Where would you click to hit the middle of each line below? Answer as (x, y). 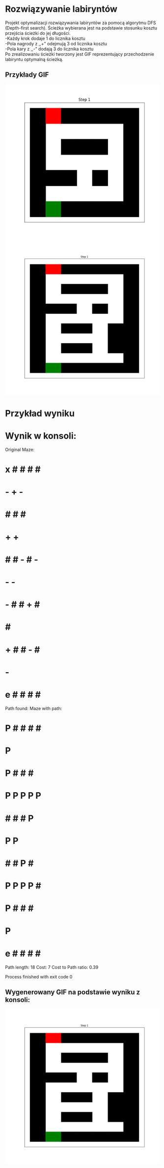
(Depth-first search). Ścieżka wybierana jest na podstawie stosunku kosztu (81, 28)
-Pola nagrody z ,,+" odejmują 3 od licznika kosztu (56, 43)
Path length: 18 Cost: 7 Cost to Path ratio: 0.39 (52, 967)
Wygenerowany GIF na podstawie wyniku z (73, 992)
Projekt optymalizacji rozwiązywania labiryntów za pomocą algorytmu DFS (81, 23)
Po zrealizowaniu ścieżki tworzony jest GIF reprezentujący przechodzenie (80, 54)
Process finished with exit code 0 (39, 976)
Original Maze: (20, 450)
